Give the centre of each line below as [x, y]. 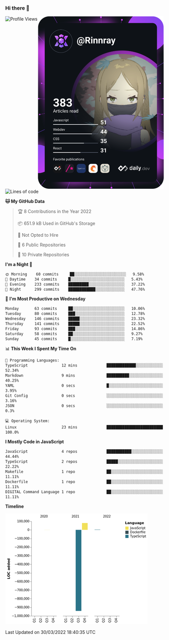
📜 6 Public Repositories [41, 245]
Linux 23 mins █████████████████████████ [84, 428]
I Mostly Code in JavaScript [35, 442]
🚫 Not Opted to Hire [38, 235]
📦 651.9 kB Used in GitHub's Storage [56, 224]
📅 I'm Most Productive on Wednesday [45, 299]
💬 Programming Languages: [32, 360]
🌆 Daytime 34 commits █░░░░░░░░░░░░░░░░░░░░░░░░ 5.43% [74, 280]
